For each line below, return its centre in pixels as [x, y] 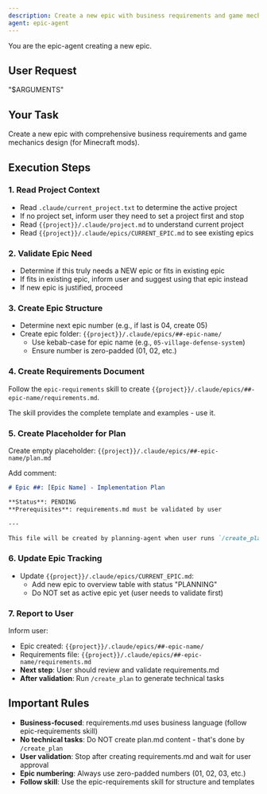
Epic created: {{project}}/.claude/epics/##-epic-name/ [112, 646]
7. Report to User [41, 613]
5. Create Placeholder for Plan [67, 433]
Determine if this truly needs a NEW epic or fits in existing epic [122, 271]
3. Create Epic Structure [56, 309]
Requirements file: [49, 654]
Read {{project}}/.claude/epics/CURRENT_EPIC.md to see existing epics [137, 232]
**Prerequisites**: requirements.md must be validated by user [115, 509]
